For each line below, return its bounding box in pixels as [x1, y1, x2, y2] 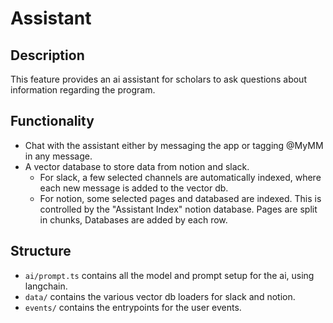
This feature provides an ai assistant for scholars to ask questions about [10, 73, 307, 85]
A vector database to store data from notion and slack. [24, 160, 250, 172]
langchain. [24, 280, 68, 292]
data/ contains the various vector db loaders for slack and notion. [24, 290, 296, 302]
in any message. [24, 150, 93, 162]
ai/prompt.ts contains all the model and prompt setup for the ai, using [24, 269, 315, 281]
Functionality [10, 113, 95, 130]
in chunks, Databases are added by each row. [39, 213, 228, 226]
